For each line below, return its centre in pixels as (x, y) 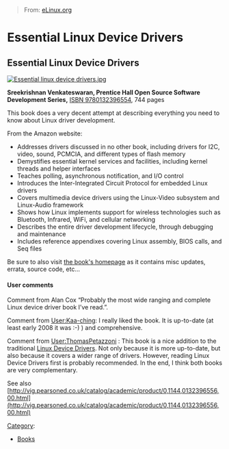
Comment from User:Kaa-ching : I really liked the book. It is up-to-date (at (110, 320)
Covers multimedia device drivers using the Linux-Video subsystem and (118, 197)
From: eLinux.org (48, 10)
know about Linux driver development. (61, 120)
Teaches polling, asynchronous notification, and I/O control (100, 176)
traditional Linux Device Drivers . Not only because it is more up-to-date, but (114, 348)
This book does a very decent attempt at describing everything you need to (113, 113)
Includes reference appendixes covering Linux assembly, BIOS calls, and (119, 241)
